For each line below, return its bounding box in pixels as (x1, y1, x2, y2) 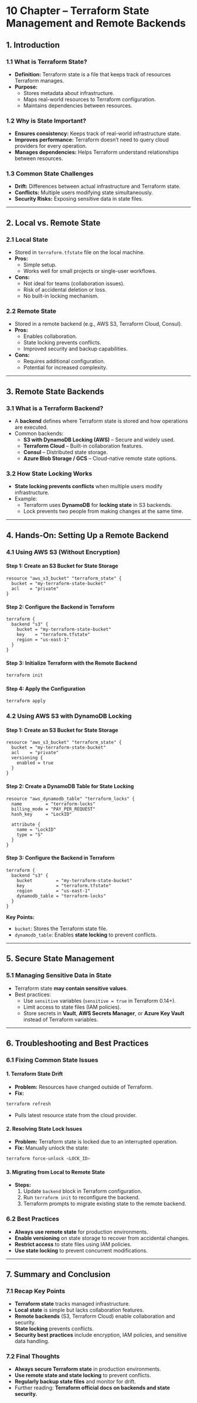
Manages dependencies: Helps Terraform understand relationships (14, 148, 179, 156)
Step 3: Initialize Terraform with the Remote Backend (6, 659, 138, 667)
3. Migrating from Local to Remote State (6, 1168, 106, 1175)
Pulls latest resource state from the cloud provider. (14, 1111, 137, 1118)
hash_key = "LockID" (11, 811, 72, 817)
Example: (14, 495, 38, 502)
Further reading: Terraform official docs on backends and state (14, 1384, 170, 1391)
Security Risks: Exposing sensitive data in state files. (14, 195, 144, 202)
